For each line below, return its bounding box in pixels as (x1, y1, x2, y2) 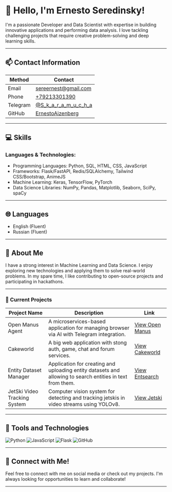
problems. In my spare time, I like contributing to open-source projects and (5, 273, 163, 279)
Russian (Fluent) (12, 229, 48, 235)
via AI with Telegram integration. (48, 331, 126, 338)
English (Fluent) (12, 223, 46, 230)
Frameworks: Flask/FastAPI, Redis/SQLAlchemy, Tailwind (12, 168, 133, 174)
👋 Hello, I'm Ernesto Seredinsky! (5, 5, 145, 16)
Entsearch (134, 373, 159, 380)
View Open (134, 321, 161, 328)
